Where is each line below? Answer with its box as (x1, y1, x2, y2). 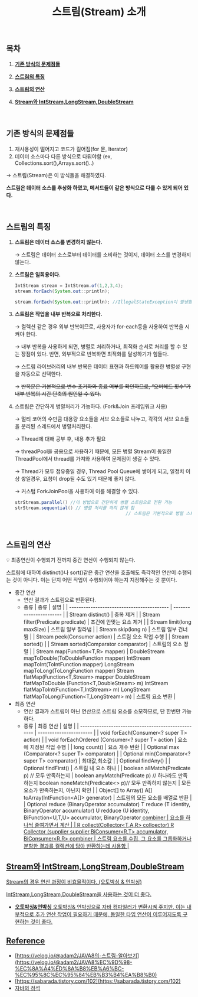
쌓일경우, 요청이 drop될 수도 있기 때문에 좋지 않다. (21, 475, 136, 482)
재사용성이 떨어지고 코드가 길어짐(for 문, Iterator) (14, 145, 128, 152)
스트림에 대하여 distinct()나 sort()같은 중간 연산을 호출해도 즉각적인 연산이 (6, 569, 176, 576)
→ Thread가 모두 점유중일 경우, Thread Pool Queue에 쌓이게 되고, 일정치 (14, 468, 184, 475)
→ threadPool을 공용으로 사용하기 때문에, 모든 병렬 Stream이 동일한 (14, 448, 172, 455)
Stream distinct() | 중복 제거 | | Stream (69, 611, 160, 618)
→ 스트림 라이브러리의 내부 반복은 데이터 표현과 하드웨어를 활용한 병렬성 (14, 363, 180, 370)
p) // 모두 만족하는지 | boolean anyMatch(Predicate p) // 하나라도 (23, 772, 177, 779)
